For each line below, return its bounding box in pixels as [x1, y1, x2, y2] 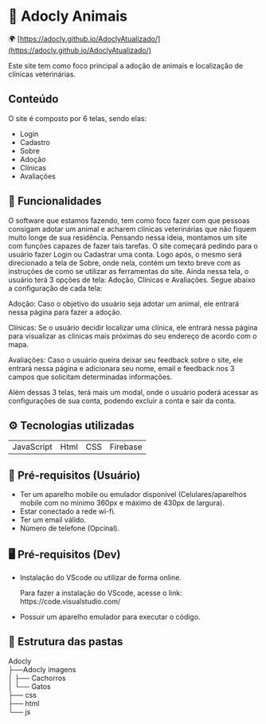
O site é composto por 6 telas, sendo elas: [8, 113, 147, 123]
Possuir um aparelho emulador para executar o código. [19, 612, 201, 621]
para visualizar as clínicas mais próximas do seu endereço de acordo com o [8, 331, 257, 341]
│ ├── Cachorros [8, 673, 66, 683]
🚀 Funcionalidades [8, 194, 102, 208]
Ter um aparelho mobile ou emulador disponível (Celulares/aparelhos [19, 490, 247, 499]
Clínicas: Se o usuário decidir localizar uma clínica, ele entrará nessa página [8, 323, 258, 332]
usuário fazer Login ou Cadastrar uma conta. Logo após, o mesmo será [8, 249, 242, 259]
